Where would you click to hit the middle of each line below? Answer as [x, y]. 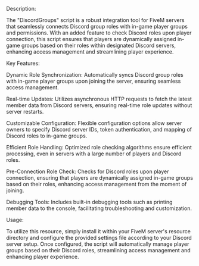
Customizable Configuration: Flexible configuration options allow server [94, 123]
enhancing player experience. [43, 256]
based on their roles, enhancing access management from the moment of [97, 184]
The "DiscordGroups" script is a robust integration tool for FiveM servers [95, 20]
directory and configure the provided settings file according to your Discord [99, 238]
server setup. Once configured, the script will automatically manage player [98, 244]
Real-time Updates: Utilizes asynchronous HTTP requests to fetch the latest [99, 99]
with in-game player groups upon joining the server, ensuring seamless [94, 81]
